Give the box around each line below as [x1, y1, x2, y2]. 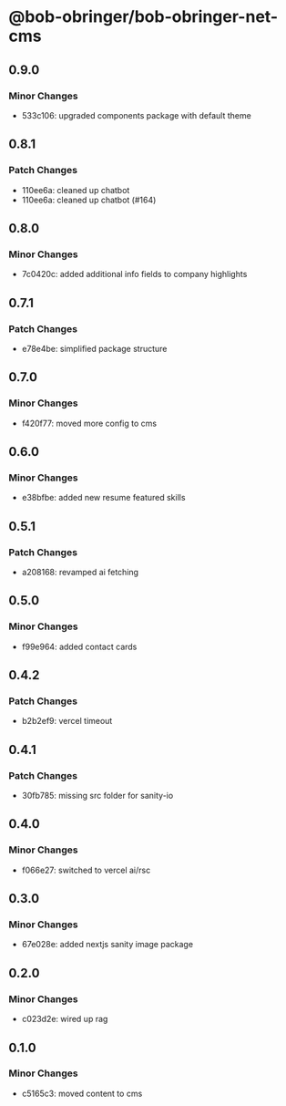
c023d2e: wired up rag [21, 1014, 108, 1025]
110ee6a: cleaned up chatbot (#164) [21, 194, 157, 205]
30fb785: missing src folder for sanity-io [21, 791, 174, 801]
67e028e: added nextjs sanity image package [21, 939, 193, 950]
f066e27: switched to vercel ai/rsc [21, 864, 151, 875]
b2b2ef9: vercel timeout [21, 716, 113, 727]
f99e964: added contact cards [21, 641, 138, 652]
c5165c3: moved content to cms [21, 1088, 143, 1099]
